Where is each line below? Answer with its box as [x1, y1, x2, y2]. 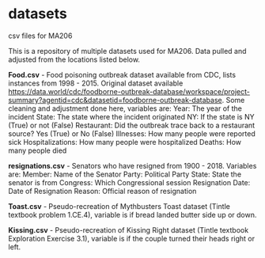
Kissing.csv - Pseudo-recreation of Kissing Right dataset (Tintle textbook [8, 225, 249, 234]
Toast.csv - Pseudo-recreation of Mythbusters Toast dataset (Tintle [8, 201, 231, 211]
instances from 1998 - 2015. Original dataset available [8, 78, 184, 88]
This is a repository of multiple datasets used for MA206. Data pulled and [8, 46, 247, 55]
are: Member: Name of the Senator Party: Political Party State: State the [8, 169, 242, 179]
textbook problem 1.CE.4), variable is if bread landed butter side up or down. [8, 210, 257, 219]
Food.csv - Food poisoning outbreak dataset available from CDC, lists [8, 70, 236, 79]
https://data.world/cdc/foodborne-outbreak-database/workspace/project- [8, 86, 251, 96]
